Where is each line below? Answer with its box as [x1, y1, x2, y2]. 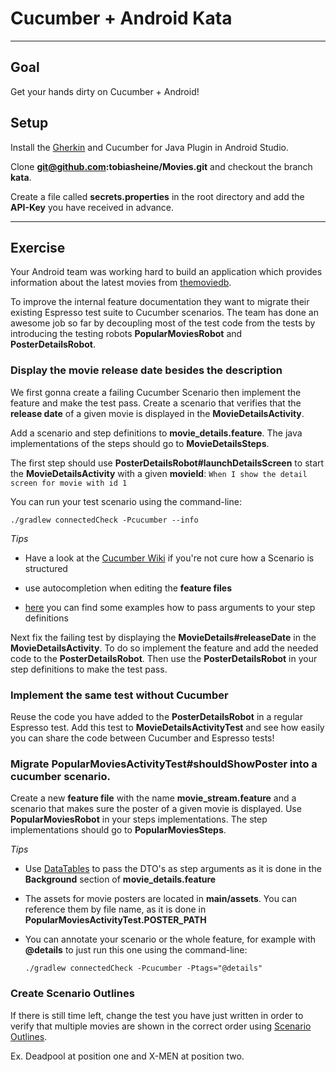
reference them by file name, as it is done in [24, 903, 207, 916]
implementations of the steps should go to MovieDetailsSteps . [10, 437, 270, 449]
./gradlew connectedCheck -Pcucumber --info [10, 515, 199, 525]
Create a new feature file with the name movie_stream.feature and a [10, 792, 297, 804]
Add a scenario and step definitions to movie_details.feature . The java [10, 427, 303, 439]
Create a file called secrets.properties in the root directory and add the [10, 190, 305, 202]
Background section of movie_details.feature [24, 873, 217, 886]
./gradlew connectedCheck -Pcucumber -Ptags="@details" [24, 963, 263, 974]
